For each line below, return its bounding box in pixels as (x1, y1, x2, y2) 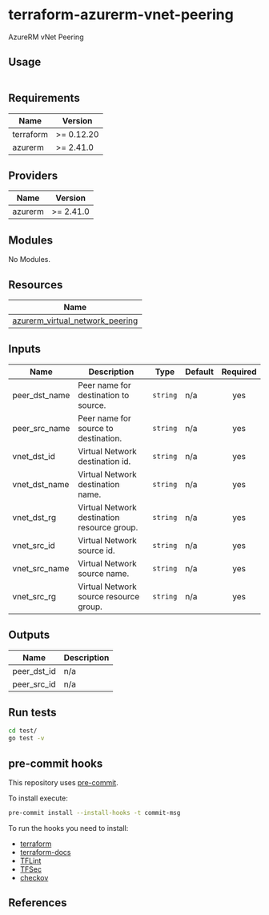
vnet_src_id (12, 539, 56, 550)
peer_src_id (12, 679, 56, 690)
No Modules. (8, 255, 50, 264)
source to (77, 422, 114, 433)
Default (185, 366, 215, 377)
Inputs (8, 342, 42, 356)
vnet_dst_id (12, 450, 56, 462)
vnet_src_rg (12, 591, 57, 602)
